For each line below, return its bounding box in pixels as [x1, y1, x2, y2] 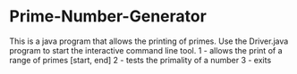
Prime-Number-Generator [9, 6, 208, 27]
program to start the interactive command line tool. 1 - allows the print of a [9, 45, 284, 55]
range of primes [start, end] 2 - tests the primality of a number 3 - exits [9, 54, 272, 65]
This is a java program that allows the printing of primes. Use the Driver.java [9, 36, 289, 46]
